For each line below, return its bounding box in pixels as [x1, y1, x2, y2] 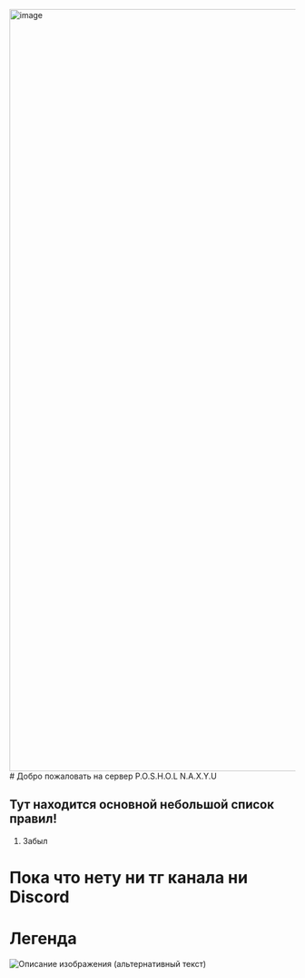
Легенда [9, 929, 77, 949]
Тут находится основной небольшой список [9, 797, 275, 812]
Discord [9, 887, 70, 907]
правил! [9, 811, 57, 827]
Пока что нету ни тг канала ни [9, 868, 248, 888]
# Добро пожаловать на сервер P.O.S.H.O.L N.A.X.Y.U [9, 770, 218, 781]
